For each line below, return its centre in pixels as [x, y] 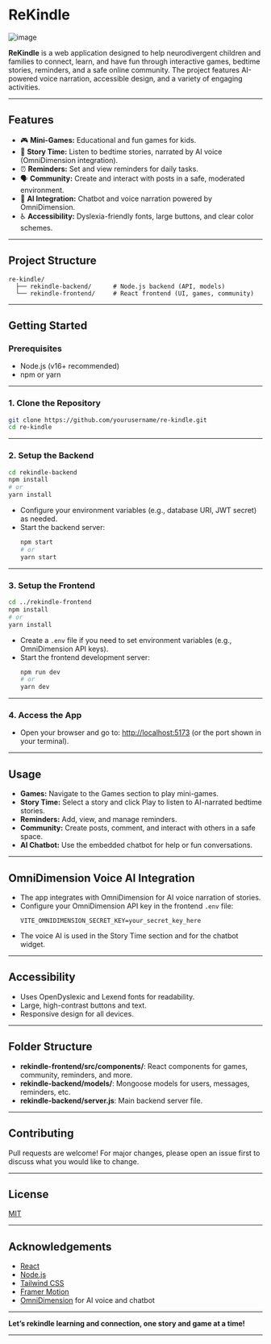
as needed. [39, 519]
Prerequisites [35, 349]
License [29, 1194]
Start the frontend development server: [85, 657]
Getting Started [48, 326]
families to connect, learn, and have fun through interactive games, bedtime [134, 61]
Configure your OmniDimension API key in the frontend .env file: [127, 906]
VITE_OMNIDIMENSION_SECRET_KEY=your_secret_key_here [110, 921]
